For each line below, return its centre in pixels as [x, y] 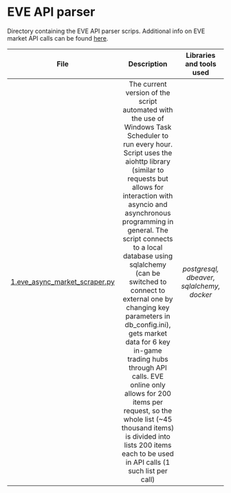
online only [148, 384]
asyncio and [148, 204]
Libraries [201, 55]
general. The [147, 230]
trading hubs [147, 359]
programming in [148, 221]
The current [148, 84]
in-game [148, 350]
